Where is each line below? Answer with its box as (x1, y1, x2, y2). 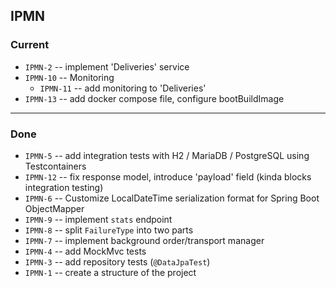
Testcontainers (24, 160, 87, 172)
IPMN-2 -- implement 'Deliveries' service (24, 60, 190, 73)
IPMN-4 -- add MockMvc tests (24, 245, 147, 257)
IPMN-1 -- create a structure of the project (24, 266, 197, 278)
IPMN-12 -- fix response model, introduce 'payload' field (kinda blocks (24, 170, 312, 183)
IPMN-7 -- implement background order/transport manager (24, 234, 265, 246)
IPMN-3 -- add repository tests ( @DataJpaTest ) (24, 255, 211, 268)
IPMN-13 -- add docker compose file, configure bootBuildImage (24, 92, 285, 104)
